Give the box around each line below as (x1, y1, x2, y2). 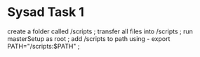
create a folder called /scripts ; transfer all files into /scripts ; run (7, 27, 193, 35)
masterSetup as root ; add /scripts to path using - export (7, 34, 171, 42)
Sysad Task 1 (7, 4, 84, 20)
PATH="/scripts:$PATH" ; (7, 42, 80, 50)
